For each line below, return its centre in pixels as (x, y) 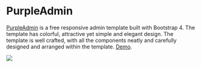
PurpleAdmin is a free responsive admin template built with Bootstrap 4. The (101, 28)
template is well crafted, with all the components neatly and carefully (91, 40)
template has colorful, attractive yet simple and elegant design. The (90, 33)
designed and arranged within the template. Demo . (69, 47)
